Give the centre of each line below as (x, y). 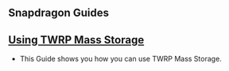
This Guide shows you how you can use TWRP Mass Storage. (121, 59)
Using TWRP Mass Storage (76, 40)
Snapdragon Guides (59, 13)
